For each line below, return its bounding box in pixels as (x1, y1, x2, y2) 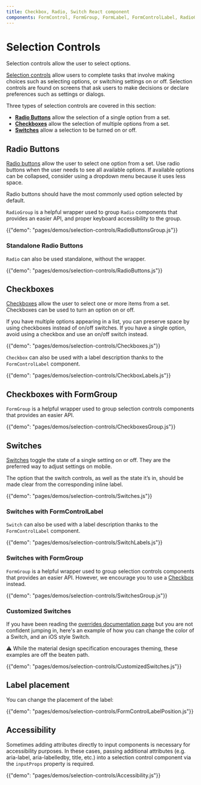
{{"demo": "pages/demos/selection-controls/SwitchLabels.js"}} (6, 539, 163, 546)
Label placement (6, 680, 70, 690)
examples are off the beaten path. (6, 651, 90, 658)
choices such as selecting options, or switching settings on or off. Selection (6, 78, 193, 85)
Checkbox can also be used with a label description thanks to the (6, 354, 164, 361)
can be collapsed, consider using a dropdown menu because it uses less (6, 173, 186, 180)
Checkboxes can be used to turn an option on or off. (6, 306, 135, 313)
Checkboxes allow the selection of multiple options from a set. (14, 120, 170, 128)
